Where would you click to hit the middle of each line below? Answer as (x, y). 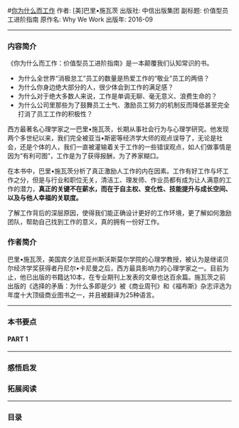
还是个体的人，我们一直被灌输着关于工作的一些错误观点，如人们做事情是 (126, 147)
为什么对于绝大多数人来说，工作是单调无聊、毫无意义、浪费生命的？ (117, 96)
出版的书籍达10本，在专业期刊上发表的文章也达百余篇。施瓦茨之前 (129, 277)
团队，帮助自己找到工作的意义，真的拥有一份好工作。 (85, 222)
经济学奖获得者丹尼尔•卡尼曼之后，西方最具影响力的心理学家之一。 (112, 268)
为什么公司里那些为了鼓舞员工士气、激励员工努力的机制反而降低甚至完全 (123, 105)
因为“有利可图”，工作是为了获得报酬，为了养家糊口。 (85, 156)
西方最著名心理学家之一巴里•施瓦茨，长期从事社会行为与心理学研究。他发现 (118, 129)
